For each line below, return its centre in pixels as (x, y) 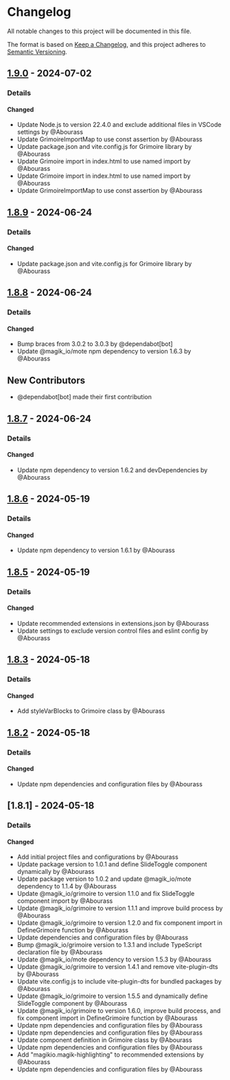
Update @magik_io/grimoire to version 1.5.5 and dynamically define (112, 996)
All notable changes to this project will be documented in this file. (100, 31)
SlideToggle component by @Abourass (72, 1003)
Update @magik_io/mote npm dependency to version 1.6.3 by (104, 351)
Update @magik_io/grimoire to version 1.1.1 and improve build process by (120, 908)
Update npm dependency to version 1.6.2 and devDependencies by (112, 470)
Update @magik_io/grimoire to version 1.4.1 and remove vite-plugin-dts (117, 967)
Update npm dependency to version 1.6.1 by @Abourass (96, 550)
